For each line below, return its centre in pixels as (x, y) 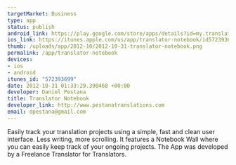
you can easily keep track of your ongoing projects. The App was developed (118, 146)
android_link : (28, 33)
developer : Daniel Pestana (47, 92)
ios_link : (22, 40)
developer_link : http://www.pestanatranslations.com (86, 105)
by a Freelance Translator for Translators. (67, 154)
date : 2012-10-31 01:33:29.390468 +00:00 (69, 86)
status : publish (31, 27)
